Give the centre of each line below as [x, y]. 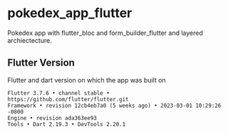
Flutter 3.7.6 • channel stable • [59, 93]
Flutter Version [41, 63]
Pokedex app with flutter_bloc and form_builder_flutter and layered [105, 33]
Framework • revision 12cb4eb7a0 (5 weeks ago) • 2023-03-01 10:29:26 [114, 105]
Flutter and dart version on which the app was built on [87, 80]
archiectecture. [30, 40]
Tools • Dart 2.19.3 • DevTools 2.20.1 [67, 124]
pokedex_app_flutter [70, 13]
